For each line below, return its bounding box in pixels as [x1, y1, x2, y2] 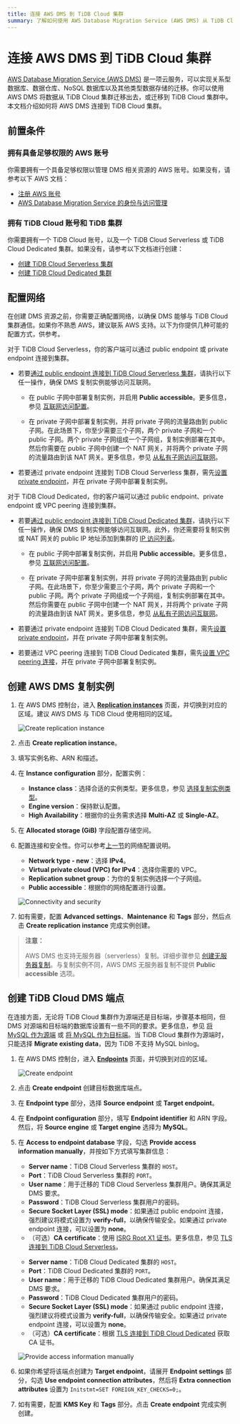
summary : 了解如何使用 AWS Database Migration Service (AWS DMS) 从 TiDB [7, 17, 224, 24]
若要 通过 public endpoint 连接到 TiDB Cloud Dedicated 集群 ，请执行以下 [17, 516, 230, 525]
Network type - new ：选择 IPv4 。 [28, 856, 130, 865]
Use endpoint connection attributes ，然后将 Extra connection [44, 1375, 231, 1384]
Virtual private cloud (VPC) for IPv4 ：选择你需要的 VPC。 [28, 866, 201, 874]
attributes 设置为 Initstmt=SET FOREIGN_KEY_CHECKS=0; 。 [17, 1385, 186, 1393]
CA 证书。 [28, 1338, 59, 1346]
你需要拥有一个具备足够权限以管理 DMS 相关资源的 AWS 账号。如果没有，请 [7, 166, 231, 174]
